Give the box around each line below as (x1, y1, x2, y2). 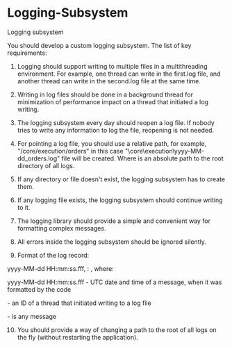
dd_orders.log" (17, 154, 60, 163)
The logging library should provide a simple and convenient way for (17, 217, 210, 225)
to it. (17, 203, 31, 211)
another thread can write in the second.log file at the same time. (17, 76, 201, 85)
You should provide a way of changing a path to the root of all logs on (17, 325, 217, 334)
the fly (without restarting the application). (17, 333, 139, 341)
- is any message (7, 312, 57, 320)
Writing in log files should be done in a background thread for (17, 90, 193, 99)
